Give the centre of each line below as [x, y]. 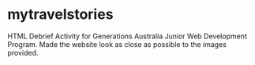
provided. [23, 52]
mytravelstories [60, 14]
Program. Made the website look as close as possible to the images [117, 44]
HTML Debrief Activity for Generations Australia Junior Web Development [127, 36]
